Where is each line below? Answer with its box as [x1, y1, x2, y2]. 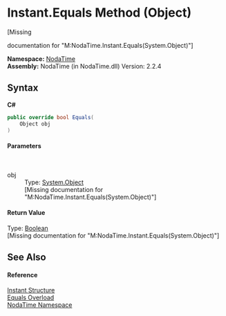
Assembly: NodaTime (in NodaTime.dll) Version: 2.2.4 [7, 62, 162, 70]
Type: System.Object [24, 178, 84, 186]
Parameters [7, 141, 41, 150]
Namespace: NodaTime [7, 54, 76, 63]
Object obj [19, 120, 51, 128]
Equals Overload [7, 293, 55, 302]
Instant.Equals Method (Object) [7, 5, 192, 21]
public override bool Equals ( [7, 114, 95, 121]
